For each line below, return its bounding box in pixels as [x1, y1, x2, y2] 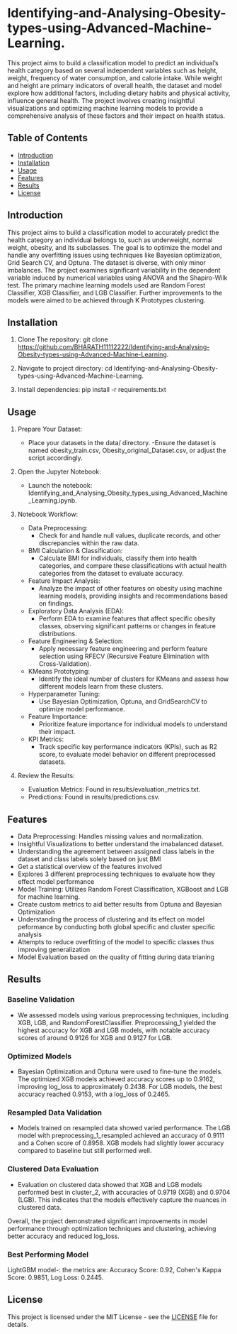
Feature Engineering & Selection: [28, 637, 124, 645]
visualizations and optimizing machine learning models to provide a [7, 104, 204, 112]
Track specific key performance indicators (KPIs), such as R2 [38, 743, 218, 751]
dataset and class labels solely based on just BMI [17, 855, 161, 863]
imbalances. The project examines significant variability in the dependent [7, 266, 221, 274]
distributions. [38, 630, 78, 638]
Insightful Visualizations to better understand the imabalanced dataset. [17, 840, 224, 848]
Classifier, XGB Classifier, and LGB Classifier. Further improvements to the [7, 288, 223, 297]
